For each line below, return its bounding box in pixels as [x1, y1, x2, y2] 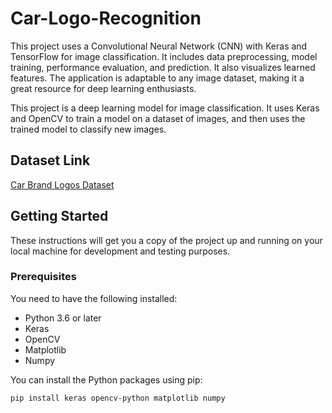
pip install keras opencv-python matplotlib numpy [10, 393, 226, 403]
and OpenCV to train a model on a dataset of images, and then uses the [10, 112, 306, 124]
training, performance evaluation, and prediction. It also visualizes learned [10, 61, 316, 73]
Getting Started [10, 208, 109, 225]
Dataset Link [10, 152, 91, 169]
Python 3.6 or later [24, 312, 102, 324]
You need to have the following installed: [10, 292, 178, 304]
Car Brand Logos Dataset [10, 178, 115, 191]
